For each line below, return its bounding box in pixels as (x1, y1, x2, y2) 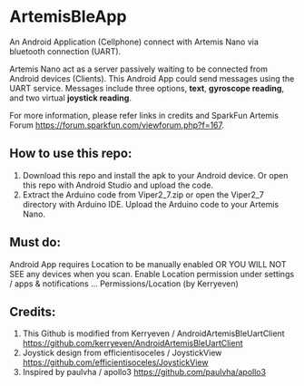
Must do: (9, 235, 62, 250)
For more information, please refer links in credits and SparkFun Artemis (9, 110, 279, 121)
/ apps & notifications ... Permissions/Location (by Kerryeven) (9, 278, 239, 289)
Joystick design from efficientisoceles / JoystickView (22, 347, 222, 359)
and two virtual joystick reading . (9, 92, 132, 103)
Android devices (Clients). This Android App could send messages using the (9, 72, 295, 83)
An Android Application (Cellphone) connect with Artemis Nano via (9, 36, 259, 47)
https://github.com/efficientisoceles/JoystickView (22, 357, 209, 368)
